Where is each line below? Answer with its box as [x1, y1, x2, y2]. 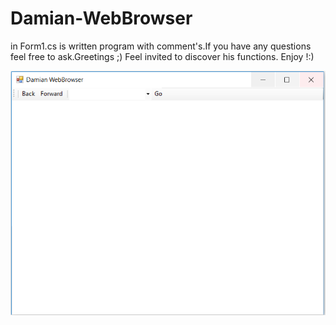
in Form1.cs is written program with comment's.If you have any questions [10, 40, 312, 52]
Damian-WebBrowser [10, 7, 193, 30]
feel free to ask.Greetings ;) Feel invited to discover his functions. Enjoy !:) [10, 50, 315, 62]
